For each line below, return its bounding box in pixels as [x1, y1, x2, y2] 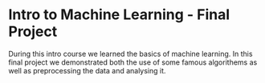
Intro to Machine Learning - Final [8, 6, 230, 24]
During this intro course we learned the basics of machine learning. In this [8, 49, 253, 58]
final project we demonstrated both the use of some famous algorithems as [8, 57, 258, 67]
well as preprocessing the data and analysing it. [8, 65, 166, 75]
